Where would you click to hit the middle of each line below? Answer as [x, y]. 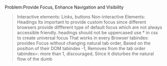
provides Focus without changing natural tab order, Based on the [84, 43]
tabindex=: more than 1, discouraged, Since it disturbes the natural [85, 54]
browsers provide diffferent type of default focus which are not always [89, 27]
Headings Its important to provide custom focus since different [81, 22]
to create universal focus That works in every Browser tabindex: [83, 38]
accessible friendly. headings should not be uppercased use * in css [87, 33]
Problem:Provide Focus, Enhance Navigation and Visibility [64, 7]
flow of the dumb [35, 59]
